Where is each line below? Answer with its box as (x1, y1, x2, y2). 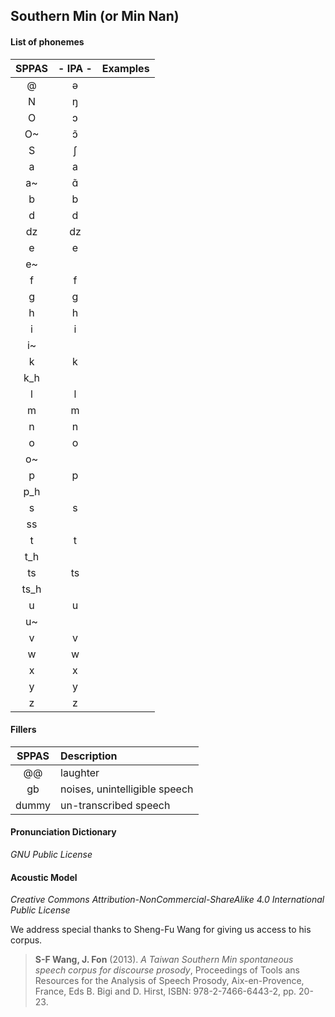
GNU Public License (10, 849, 93, 860)
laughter (60, 765, 100, 779)
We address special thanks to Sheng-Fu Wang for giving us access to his (10, 924, 312, 936)
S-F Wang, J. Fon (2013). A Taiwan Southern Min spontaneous (34, 954, 294, 966)
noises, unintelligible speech (60, 782, 194, 796)
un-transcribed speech (60, 798, 171, 812)
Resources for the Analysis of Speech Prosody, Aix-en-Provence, (34, 975, 305, 987)
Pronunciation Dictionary (10, 826, 117, 838)
